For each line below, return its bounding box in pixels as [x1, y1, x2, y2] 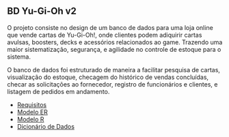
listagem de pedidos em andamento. [7, 87, 110, 95]
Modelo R [16, 115, 44, 123]
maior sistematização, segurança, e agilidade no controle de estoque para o [7, 45, 221, 53]
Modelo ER [16, 108, 48, 116]
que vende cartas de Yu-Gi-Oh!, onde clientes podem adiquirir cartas [7, 31, 202, 39]
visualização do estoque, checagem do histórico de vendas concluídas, [7, 73, 209, 81]
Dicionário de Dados [16, 122, 75, 130]
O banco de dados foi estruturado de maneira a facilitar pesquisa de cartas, [7, 65, 221, 74]
